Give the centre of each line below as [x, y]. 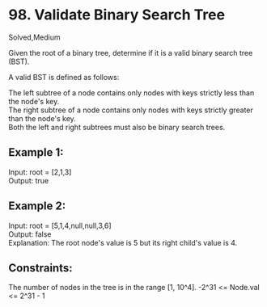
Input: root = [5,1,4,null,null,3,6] [60, 225]
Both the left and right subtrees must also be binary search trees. [117, 127]
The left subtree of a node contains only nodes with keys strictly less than [131, 93]
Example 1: [36, 152]
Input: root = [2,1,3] [40, 172]
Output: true [29, 180]
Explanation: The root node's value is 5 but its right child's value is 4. [123, 242]
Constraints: [40, 268]
